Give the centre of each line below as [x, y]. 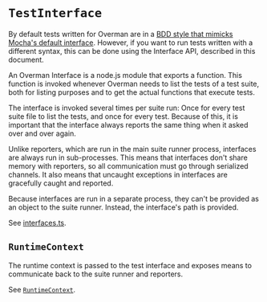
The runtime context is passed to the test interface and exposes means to [130, 265]
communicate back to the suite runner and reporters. [95, 274]
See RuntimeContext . [42, 289]
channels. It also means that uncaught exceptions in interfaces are [118, 174]
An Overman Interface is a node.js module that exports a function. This [125, 75]
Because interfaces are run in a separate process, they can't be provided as [133, 198]
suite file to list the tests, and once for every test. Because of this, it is [123, 116]
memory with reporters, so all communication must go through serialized [128, 165]
